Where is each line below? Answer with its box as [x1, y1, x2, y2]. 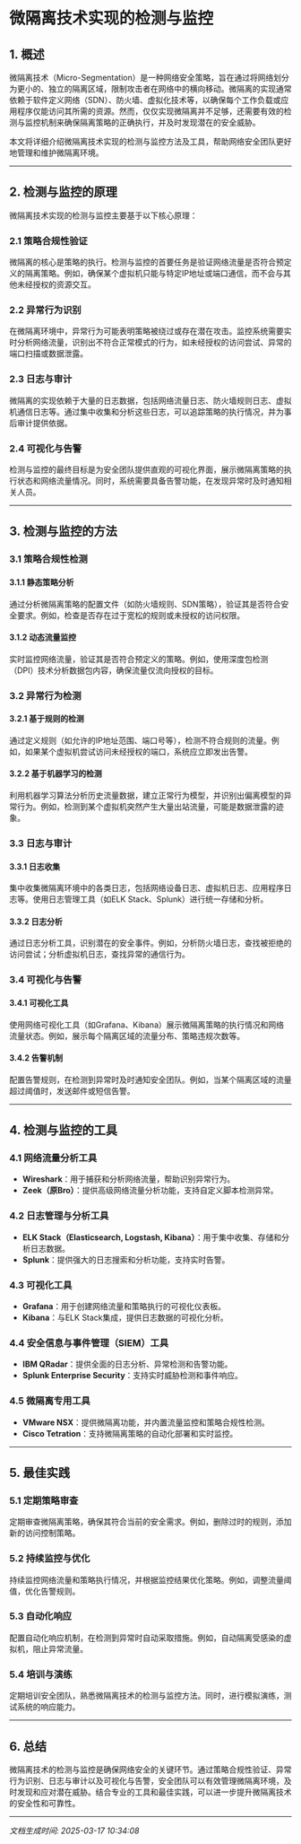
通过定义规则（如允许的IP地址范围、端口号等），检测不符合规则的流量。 [9, 735, 271, 746]
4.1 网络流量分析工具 [9, 1152, 98, 1165]
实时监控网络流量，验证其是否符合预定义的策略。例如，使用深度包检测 [9, 653, 269, 664]
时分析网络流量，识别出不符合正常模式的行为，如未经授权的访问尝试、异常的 [9, 337, 292, 348]
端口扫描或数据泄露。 [9, 348, 88, 359]
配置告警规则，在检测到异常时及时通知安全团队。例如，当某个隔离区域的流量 [9, 1074, 292, 1085]
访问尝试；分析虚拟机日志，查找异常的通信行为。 [9, 948, 190, 960]
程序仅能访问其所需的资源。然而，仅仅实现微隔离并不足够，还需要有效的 [16, 106, 284, 117]
